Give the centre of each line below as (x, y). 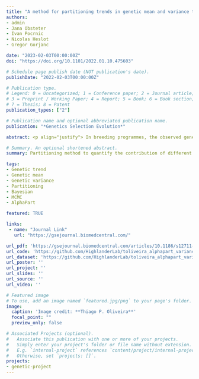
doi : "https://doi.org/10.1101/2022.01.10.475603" (70, 61)
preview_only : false (37, 323)
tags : (13, 164)
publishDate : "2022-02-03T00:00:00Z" (53, 77)
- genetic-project (29, 367)
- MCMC (14, 197)
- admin (16, 23)
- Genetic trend (26, 170)
